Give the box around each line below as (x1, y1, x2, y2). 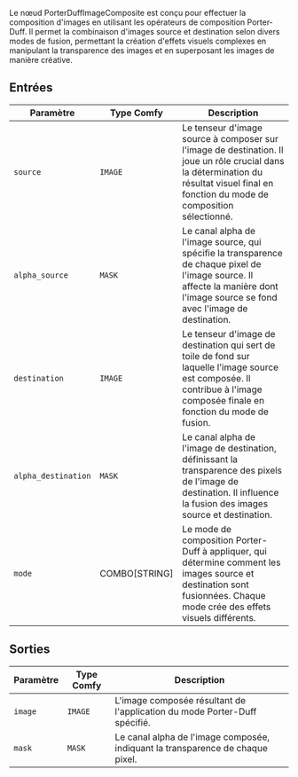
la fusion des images (181, 497, 269, 509)
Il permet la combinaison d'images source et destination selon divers (28, 27, 280, 36)
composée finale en (181, 394, 264, 406)
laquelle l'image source (181, 361, 279, 373)
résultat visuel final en (181, 177, 274, 189)
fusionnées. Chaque (181, 589, 266, 601)
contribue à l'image (181, 383, 263, 396)
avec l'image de (181, 302, 248, 314)
